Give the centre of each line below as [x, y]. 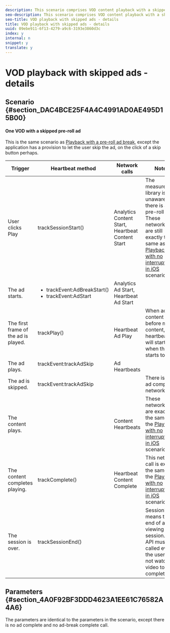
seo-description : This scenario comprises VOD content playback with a [82, 15]
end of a [155, 523]
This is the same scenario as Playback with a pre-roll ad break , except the [82, 142]
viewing [155, 529]
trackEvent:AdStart [69, 296]
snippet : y [17, 43]
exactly [154, 237]
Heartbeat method [73, 169]
